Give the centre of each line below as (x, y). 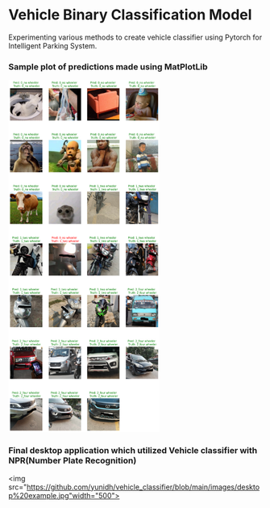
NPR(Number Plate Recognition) (73, 460)
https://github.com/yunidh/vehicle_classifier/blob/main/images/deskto (143, 487)
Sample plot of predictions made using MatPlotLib (108, 66)
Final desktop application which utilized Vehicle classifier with (133, 451)
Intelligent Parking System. (53, 45)
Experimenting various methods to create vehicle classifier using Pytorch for (135, 37)
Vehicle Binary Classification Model (130, 15)
